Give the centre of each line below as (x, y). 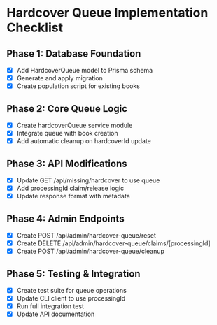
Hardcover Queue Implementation (107, 13)
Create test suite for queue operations (71, 290)
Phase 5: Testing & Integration (73, 274)
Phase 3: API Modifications (67, 163)
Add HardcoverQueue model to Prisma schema (85, 70)
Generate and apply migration (59, 78)
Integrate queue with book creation (67, 133)
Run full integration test (50, 306)
